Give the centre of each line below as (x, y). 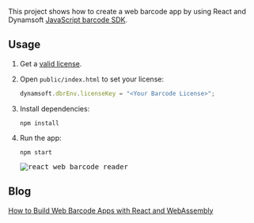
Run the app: (40, 138)
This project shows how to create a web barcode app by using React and (127, 11)
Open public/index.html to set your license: (92, 79)
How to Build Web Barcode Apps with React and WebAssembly (111, 210)
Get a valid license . (51, 63)
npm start (36, 152)
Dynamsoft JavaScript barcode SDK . (68, 20)
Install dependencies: (55, 108)
